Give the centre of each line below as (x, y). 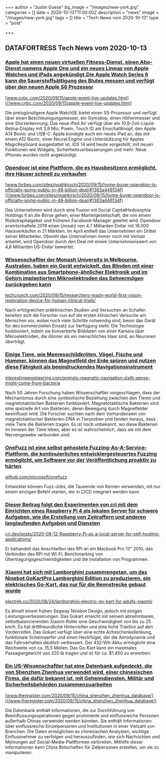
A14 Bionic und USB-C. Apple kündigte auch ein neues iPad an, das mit (77, 134)
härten (13, 466)
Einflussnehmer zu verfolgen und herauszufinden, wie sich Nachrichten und (83, 736)
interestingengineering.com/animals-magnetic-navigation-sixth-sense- (78, 378)
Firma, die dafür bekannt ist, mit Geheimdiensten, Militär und (80, 678)
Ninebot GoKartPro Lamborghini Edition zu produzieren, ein (78, 578)
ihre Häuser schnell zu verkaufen (46, 174)
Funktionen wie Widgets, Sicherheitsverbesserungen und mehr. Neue (76, 149)
